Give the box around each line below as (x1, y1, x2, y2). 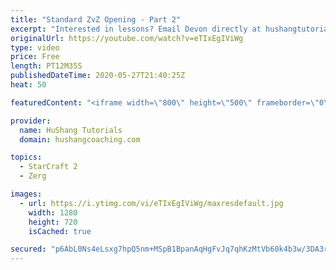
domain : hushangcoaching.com (19, 134, 141, 145)
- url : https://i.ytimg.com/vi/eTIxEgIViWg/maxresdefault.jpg (19, 198, 284, 208)
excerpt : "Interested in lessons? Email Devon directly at (10, 24, 262, 34)
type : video (10, 42, 60, 53)
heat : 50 (10, 80, 47, 90)
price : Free (10, 52, 60, 62)
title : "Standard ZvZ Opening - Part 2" (10, 14, 182, 25)
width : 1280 (28, 207, 78, 218)
